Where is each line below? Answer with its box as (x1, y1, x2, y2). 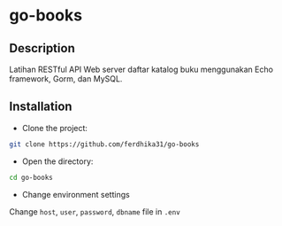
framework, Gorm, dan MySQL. (9, 74, 123, 84)
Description (9, 41, 75, 56)
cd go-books (9, 173, 53, 182)
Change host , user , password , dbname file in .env (9, 206, 181, 217)
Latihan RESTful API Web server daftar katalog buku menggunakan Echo (9, 64, 274, 74)
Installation (9, 99, 72, 114)
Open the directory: (21, 156, 94, 167)
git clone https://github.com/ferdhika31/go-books (9, 139, 200, 149)
